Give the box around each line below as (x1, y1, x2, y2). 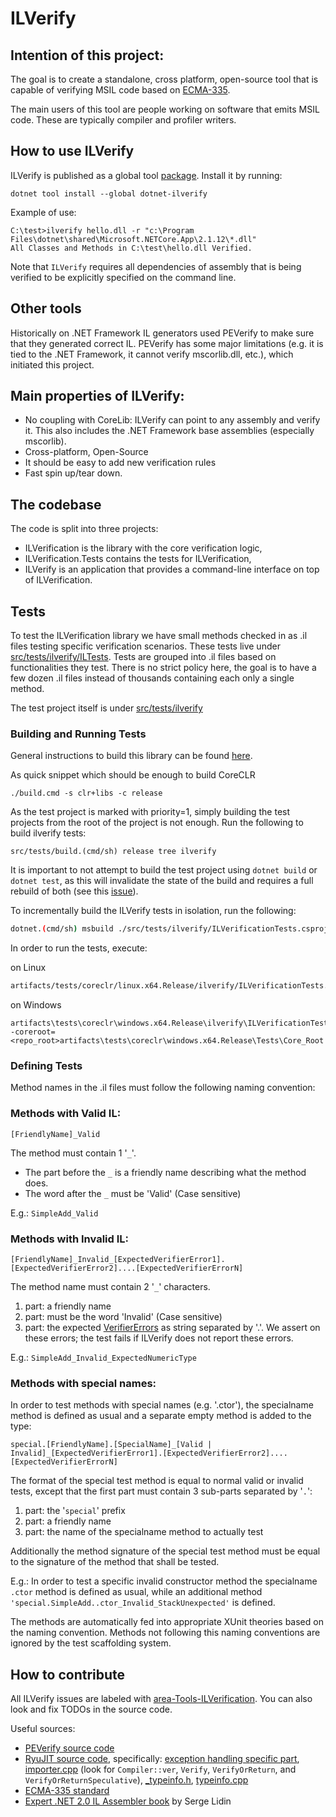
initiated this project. (10, 358, 95, 371)
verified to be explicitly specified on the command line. (10, 271, 237, 283)
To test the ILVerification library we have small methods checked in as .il (10, 630, 308, 642)
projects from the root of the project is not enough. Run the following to (10, 817, 304, 829)
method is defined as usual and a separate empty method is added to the (10, 1410, 312, 1422)
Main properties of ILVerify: (10, 388, 185, 405)
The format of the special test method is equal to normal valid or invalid (10, 1475, 304, 1487)
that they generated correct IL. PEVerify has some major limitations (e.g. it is (10, 337, 324, 349)
